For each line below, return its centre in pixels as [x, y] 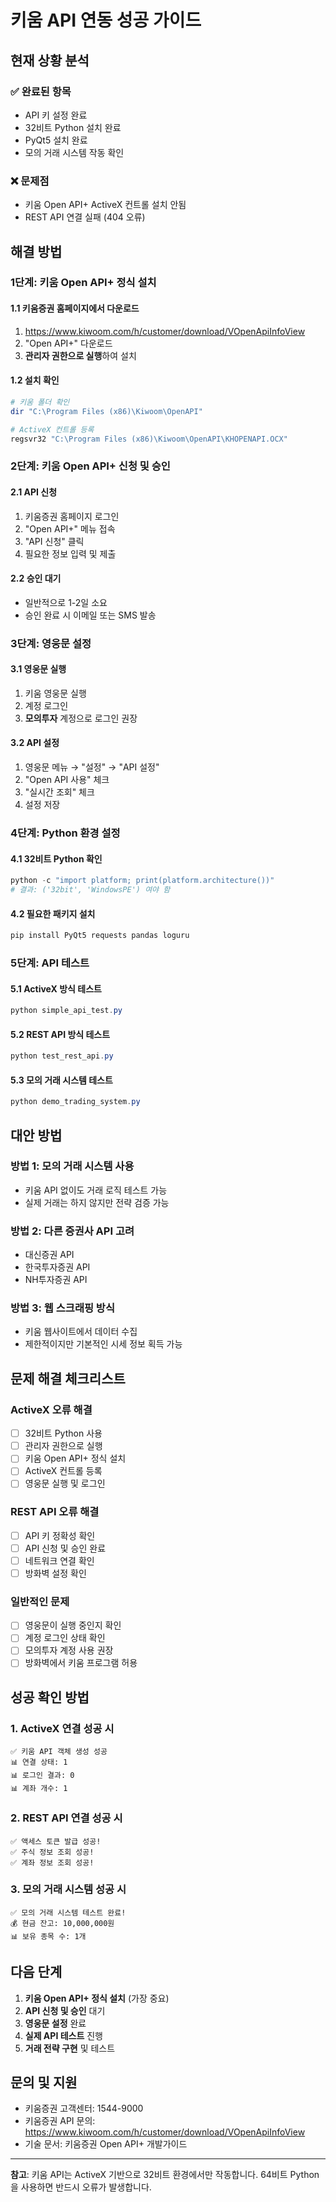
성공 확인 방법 [50, 1697]
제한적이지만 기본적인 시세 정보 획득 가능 [103, 1344]
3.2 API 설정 [35, 743]
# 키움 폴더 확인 [40, 402]
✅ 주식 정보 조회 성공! [52, 1852]
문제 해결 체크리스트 [68, 1378]
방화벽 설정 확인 [55, 1573]
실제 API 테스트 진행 [63, 2035]
